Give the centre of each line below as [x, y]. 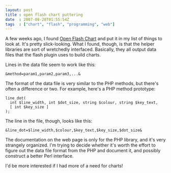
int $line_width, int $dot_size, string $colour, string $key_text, [84, 103]
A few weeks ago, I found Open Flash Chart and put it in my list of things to [84, 39]
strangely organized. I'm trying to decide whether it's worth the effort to [81, 145]
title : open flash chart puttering [44, 15]
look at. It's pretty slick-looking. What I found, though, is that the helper [80, 44]
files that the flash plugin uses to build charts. [53, 55]
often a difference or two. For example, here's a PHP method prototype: [80, 89]
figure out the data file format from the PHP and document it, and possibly [83, 151]
